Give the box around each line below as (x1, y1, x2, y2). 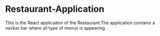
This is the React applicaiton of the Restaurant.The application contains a (5, 20, 156, 26)
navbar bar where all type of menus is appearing (5, 25, 105, 31)
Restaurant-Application (5, 3, 105, 15)
